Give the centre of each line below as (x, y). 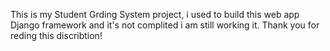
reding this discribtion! (56, 35)
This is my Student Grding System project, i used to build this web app (155, 14)
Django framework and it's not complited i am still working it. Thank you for (165, 25)
